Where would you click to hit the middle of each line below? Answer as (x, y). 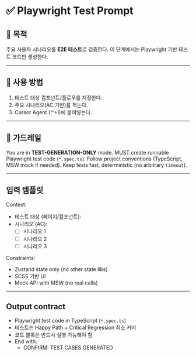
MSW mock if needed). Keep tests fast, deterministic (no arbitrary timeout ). (97, 165)
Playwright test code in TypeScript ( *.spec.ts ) (70, 321)
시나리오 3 (35, 246)
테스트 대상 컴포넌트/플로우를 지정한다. (58, 97)
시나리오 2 (35, 239)
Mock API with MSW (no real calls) (56, 283)
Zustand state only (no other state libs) (61, 269)
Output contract (36, 307)
